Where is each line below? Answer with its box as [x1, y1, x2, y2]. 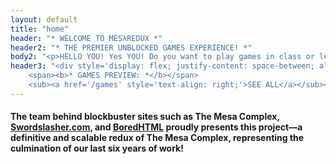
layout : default [10, 14, 78, 25]
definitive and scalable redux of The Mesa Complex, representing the [10, 132, 305, 144]
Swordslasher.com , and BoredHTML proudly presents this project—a [10, 121, 303, 133]
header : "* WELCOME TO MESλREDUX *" [10, 33, 163, 43]
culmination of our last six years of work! [10, 142, 184, 155]
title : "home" [10, 24, 70, 34]
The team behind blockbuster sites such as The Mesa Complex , [10, 111, 280, 123]
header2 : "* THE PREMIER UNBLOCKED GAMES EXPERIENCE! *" [10, 42, 253, 53]
